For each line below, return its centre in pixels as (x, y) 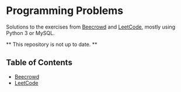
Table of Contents (39, 63)
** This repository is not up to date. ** (52, 44)
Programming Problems (65, 11)
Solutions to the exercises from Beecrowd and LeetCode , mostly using (91, 27)
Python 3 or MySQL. (30, 33)
